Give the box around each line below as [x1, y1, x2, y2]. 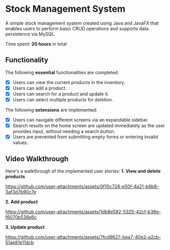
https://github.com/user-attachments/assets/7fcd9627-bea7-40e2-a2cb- [5, 234, 161, 240]
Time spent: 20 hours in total [5, 40, 67, 47]
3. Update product [5, 224, 45, 230]
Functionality [5, 56, 49, 65]
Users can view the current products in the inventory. [12, 79, 125, 85]
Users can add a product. [12, 85, 67, 91]
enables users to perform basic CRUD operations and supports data [5, 25, 149, 31]
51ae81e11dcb [5, 239, 34, 245]
